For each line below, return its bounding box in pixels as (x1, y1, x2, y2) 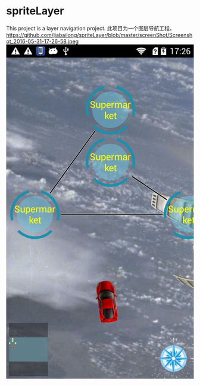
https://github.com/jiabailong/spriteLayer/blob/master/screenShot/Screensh (6, 31, 193, 38)
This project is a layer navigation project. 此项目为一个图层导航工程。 (6, 24, 175, 32)
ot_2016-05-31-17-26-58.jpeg (6, 38, 79, 45)
